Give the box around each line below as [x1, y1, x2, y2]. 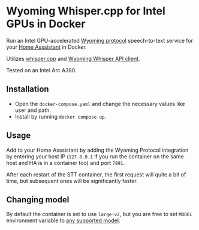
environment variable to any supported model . [6, 217, 120, 224]
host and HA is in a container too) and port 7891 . [6, 159, 125, 166]
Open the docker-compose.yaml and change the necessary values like [14, 100, 185, 107]
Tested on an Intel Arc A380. [6, 66, 77, 73]
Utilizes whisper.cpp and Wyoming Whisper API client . [6, 55, 140, 62]
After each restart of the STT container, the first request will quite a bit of [6, 170, 186, 178]
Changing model [6, 194, 70, 205]
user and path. [14, 107, 51, 114]
